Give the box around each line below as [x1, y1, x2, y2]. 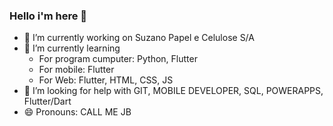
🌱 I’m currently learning [23, 42, 121, 54]
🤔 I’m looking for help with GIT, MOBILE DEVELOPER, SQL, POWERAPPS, [23, 85, 324, 97]
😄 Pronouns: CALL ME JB [23, 106, 132, 118]
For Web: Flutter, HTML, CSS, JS [38, 74, 174, 86]
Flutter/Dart [23, 95, 72, 108]
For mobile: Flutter [38, 64, 115, 76]
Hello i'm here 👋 [9, 9, 88, 23]
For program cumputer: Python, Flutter [38, 53, 198, 65]
